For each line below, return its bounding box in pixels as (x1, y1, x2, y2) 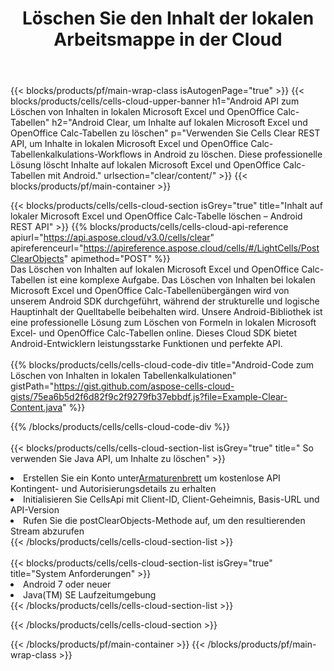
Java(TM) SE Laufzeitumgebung (23, 589, 157, 601)
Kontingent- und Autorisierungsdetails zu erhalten (10, 483, 217, 495)
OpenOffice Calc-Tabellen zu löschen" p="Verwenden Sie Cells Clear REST (10, 127, 321, 139)
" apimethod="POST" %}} (63, 253, 171, 265)
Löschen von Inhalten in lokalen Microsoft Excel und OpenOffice (10, 106, 275, 118)
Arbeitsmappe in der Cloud (53, 28, 283, 51)
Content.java (10, 402, 63, 414)
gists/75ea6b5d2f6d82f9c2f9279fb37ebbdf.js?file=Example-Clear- (10, 391, 288, 403)
